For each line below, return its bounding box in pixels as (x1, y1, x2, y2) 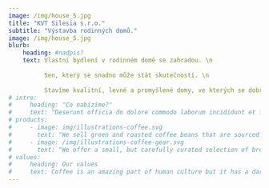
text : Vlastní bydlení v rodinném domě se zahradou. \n (22, 57, 214, 65)
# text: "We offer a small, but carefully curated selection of (8, 146, 249, 154)
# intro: (8, 94, 38, 102)
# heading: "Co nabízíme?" (8, 101, 113, 109)
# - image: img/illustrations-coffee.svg (8, 123, 163, 131)
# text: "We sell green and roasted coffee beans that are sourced (8, 130, 260, 138)
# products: (8, 116, 48, 124)
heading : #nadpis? (22, 49, 84, 57)
